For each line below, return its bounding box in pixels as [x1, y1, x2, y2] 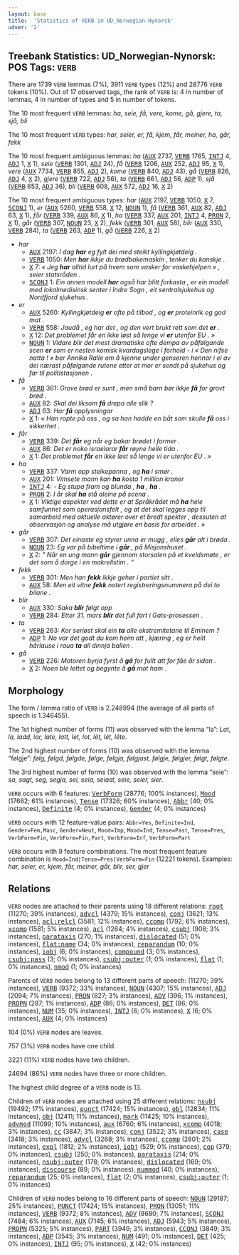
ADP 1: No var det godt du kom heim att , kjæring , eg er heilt [28, 634, 206, 642]
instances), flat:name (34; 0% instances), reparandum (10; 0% [8, 939, 199, 948]
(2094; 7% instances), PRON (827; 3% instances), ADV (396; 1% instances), [8, 991, 228, 1000]
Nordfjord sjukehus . [28, 293, 90, 301]
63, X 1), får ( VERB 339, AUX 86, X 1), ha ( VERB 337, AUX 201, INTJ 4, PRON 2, [8, 211, 231, 220]
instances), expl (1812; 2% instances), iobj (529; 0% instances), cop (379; [8, 1142, 232, 1151]
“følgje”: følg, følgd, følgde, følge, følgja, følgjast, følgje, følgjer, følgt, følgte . [8, 754, 230, 763]
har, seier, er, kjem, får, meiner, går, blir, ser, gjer [8, 862, 150, 870]
